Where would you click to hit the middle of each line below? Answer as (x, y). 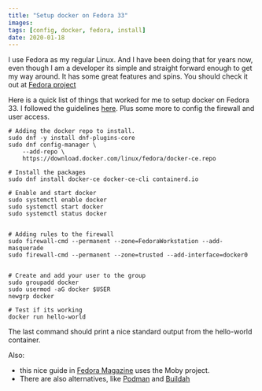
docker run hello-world (47, 317)
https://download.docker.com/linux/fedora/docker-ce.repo (119, 159)
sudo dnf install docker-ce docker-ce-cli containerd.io (103, 179)
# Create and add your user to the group (77, 276)
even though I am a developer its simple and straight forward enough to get (130, 68)
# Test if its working (45, 310)
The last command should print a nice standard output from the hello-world (130, 332)
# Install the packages (47, 173)
